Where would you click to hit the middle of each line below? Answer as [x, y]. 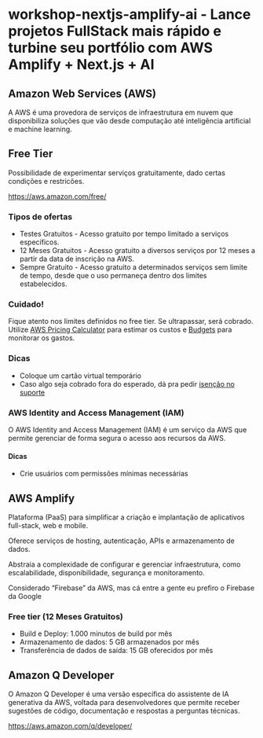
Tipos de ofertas [40, 216]
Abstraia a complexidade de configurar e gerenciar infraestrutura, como [124, 564]
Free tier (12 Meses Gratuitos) [66, 616]
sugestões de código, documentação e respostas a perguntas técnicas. [124, 711]
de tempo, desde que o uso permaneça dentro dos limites [113, 276]
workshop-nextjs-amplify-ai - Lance [130, 15]
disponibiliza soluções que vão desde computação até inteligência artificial [130, 121]
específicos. [39, 242]
